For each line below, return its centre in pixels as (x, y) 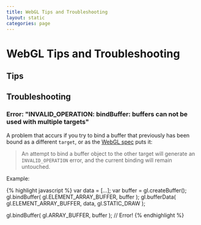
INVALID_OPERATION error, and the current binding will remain (97, 160)
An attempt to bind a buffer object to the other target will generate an (108, 153)
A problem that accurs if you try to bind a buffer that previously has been (98, 135)
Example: (18, 179)
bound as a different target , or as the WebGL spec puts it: (79, 142)
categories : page (28, 23)
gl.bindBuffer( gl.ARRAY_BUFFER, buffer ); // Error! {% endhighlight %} (95, 215)
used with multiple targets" (48, 122)
